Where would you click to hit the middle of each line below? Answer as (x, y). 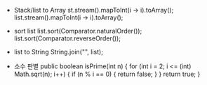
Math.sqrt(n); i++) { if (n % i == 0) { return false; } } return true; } (107, 74)
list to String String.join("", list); (59, 52)
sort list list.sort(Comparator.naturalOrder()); (78, 31)
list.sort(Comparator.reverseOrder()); (67, 38)
